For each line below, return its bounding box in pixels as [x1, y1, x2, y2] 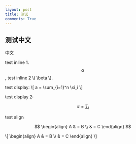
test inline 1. [5, 59, 30, 65]
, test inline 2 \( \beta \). [5, 75, 53, 81]
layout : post [5, 7, 32, 12]
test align [5, 114, 24, 120]
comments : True [5, 16, 36, 21]
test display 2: [5, 94, 34, 100]
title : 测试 [5, 12, 28, 17]
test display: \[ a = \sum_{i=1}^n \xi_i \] [5, 85, 83, 90]
